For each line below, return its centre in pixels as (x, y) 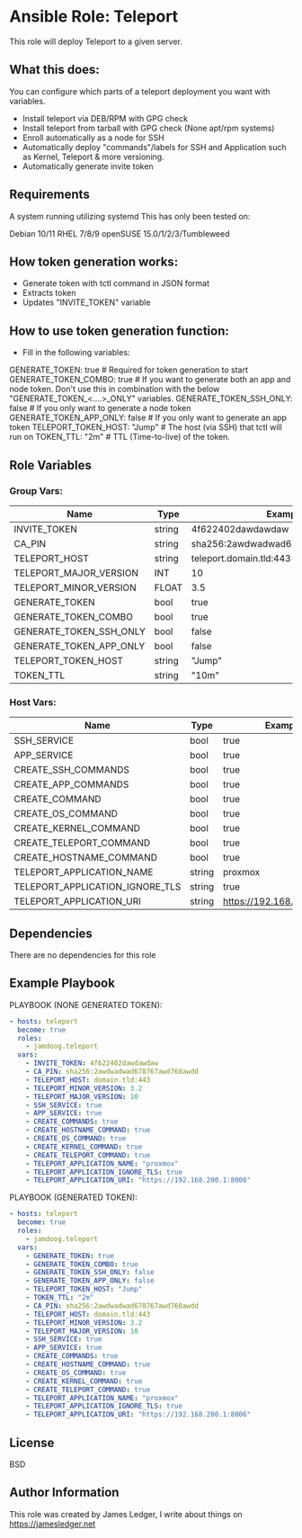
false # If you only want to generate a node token (100, 408)
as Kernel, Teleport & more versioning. (93, 156)
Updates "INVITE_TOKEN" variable (86, 302)
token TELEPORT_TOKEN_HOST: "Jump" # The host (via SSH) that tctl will (146, 427)
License (32, 1442)
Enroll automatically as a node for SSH (93, 138)
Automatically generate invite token (88, 166)
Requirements (49, 195)
